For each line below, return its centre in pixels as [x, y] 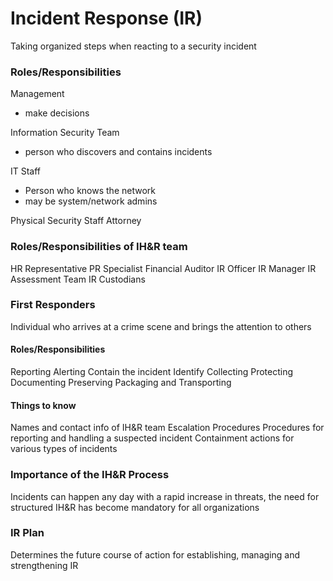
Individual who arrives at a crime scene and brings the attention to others [161, 326]
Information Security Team [65, 133]
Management [37, 94]
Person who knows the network [90, 191]
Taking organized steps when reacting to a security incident [133, 46]
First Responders [53, 305]
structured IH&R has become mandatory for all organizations [135, 507]
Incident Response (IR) [106, 18]
